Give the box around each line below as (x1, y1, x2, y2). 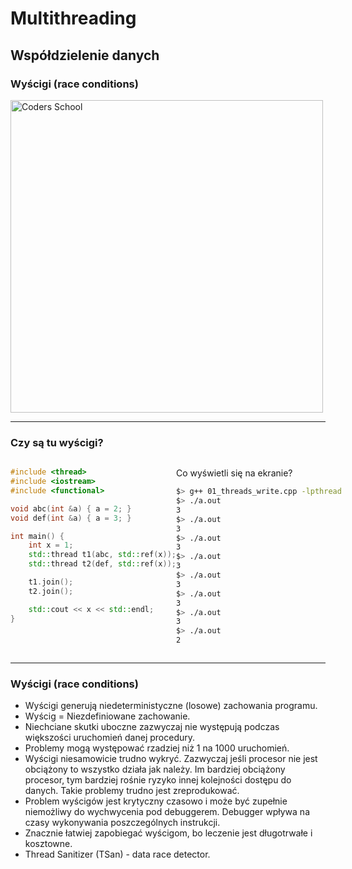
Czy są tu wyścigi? (10, 435, 104, 449)
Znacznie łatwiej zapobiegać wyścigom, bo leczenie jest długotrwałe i (24, 827, 313, 839)
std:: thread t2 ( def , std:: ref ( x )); (28, 559, 177, 569)
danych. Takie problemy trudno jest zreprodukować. (24, 785, 240, 797)
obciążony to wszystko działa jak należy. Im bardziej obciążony (24, 763, 286, 776)
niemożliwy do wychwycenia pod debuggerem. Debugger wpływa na (24, 806, 310, 818)
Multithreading (10, 7, 137, 30)
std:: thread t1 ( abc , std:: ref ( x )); (28, 550, 177, 560)
